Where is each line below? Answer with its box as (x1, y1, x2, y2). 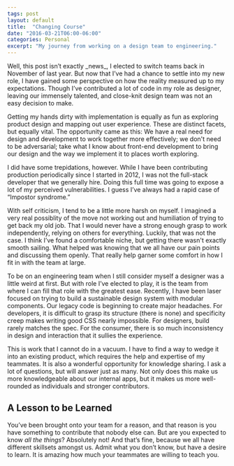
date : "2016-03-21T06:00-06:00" (7, 29, 101, 37)
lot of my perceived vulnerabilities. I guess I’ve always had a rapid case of (7, 186, 220, 194)
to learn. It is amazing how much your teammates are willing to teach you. (7, 450, 219, 458)
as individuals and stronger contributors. (33, 382, 150, 390)
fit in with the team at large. (7, 259, 86, 266)
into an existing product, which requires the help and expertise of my (7, 352, 205, 361)
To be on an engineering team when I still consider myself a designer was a (7, 272, 225, 280)
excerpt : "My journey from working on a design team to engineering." (7, 43, 217, 50)
